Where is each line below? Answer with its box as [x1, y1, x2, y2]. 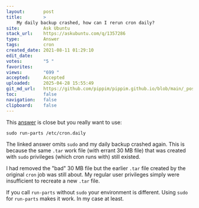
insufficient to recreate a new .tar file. [6, 177, 100, 184]
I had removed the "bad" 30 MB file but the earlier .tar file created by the [6, 164, 186, 172]
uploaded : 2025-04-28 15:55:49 [6, 81, 94, 87]
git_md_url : [6, 86, 36, 92]
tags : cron [6, 42, 54, 48]
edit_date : [6, 53, 33, 59]
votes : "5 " [6, 58, 54, 64]
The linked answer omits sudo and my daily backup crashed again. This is [6, 140, 185, 148]
